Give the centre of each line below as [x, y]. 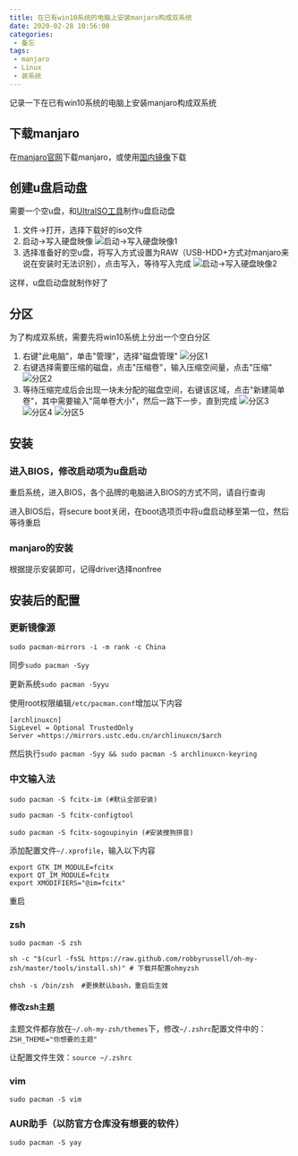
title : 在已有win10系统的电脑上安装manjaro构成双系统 [101, 17]
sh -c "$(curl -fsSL [48, 959]
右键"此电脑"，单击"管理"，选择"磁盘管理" [100, 356]
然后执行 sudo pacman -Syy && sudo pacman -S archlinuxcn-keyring [133, 753]
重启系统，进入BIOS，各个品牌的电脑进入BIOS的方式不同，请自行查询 [137, 492]
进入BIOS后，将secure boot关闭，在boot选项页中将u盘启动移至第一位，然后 [149, 511]
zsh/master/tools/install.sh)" [68, 969]
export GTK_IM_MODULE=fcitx [62, 868]
